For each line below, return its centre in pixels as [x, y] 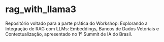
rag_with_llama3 [41, 9]
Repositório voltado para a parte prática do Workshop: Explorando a [77, 23]
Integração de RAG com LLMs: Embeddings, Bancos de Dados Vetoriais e [82, 28]
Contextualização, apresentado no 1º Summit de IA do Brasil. [69, 34]
